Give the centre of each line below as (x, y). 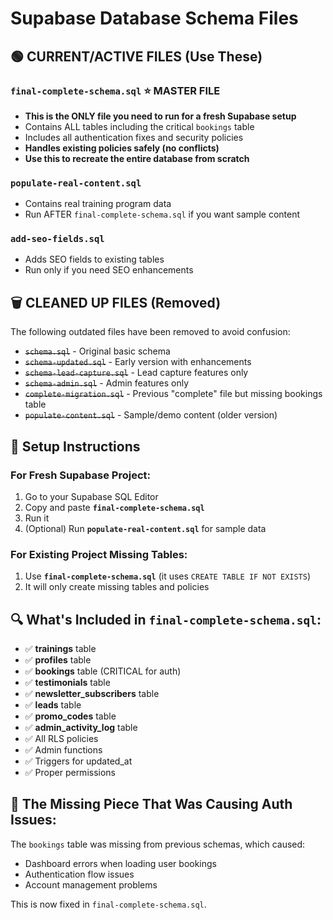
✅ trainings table (60, 649)
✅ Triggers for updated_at (78, 761)
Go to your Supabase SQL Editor (91, 496)
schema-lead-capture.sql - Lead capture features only (136, 373)
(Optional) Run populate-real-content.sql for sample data (145, 528)
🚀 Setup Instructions (75, 446)
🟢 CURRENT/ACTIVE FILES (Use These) (136, 56)
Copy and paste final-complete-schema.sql (114, 507)
